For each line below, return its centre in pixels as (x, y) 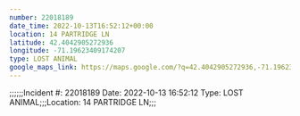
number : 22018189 (42, 17)
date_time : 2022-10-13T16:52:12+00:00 (81, 26)
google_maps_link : (43, 68)
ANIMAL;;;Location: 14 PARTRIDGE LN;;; (83, 102)
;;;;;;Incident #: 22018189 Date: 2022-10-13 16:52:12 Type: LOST (126, 92)
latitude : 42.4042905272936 (62, 42)
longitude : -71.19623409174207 (67, 51)
